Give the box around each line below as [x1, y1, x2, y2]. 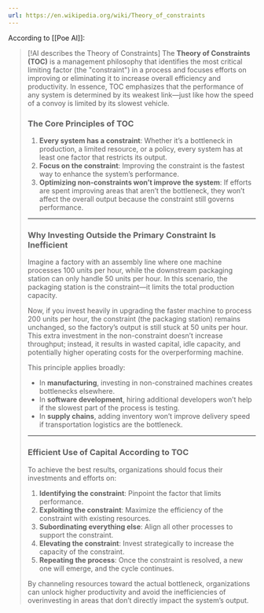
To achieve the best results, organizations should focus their [27, 464, 223, 474]
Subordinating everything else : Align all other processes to [38, 522, 233, 531]
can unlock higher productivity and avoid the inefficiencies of [27, 587, 226, 596]
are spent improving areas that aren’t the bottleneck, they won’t [38, 185, 245, 195]
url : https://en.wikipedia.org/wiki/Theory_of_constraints [8, 11, 206, 20]
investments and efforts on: [27, 473, 117, 483]
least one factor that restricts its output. [38, 152, 167, 162]
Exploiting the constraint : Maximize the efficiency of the [38, 505, 224, 515]
